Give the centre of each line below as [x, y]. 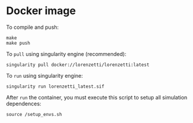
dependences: [24, 104]
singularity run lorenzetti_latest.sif [55, 87]
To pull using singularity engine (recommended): [66, 54]
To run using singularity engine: [45, 75]
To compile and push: [33, 27]
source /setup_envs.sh [34, 114]
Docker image [41, 11]
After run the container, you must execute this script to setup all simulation [97, 97]
